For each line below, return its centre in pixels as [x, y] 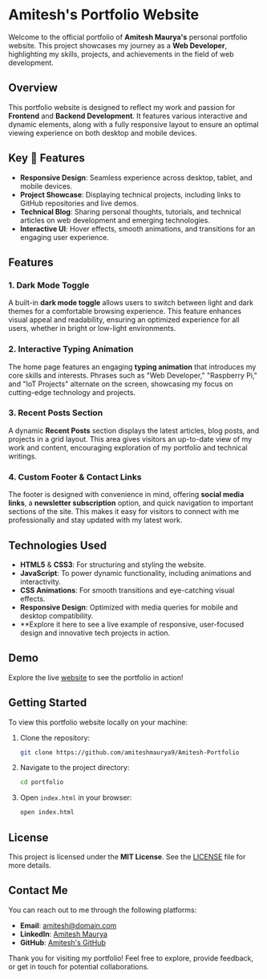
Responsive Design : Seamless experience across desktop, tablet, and [136, 177]
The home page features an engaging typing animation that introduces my [132, 366]
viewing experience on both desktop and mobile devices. [103, 133]
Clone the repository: [55, 737]
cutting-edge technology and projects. [72, 392]
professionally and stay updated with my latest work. [95, 520]
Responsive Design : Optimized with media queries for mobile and [129, 607]
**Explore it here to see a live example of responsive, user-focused [132, 624]
